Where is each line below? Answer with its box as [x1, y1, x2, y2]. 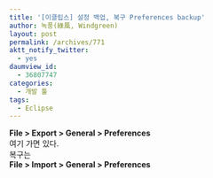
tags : [9, 95, 29, 104]
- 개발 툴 [17, 87, 48, 96]
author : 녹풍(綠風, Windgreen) [9, 21, 119, 30]
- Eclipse [17, 104, 53, 112]
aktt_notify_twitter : [9, 46, 90, 55]
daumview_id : [9, 63, 58, 72]
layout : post [9, 29, 58, 38]
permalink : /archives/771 [9, 37, 105, 47]
